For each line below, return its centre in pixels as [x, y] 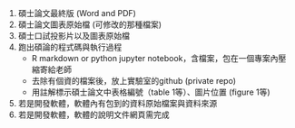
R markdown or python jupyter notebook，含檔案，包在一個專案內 [155, 58]
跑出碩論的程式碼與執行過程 [70, 47]
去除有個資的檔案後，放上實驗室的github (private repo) [134, 81]
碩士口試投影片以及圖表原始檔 [74, 36]
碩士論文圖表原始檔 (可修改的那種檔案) [89, 24]
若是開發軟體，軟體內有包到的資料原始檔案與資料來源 [118, 103]
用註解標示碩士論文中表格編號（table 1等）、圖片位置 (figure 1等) [151, 92]
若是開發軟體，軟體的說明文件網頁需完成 [93, 114]
